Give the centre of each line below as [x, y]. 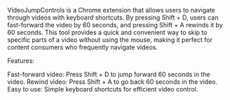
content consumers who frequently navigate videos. [82, 47]
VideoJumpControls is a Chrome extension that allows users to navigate [111, 10]
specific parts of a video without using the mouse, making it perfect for [110, 40]
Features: [21, 61]
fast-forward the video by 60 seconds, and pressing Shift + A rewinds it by [115, 25]
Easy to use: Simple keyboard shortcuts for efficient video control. [103, 89]
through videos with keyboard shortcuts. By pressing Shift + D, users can [113, 17]
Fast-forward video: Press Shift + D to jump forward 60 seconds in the [109, 74]
